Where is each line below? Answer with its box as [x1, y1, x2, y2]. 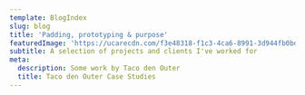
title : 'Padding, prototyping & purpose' [9, 30, 169, 39]
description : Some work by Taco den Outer [17, 64, 181, 73]
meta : [9, 55, 30, 64]
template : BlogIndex [9, 13, 88, 23]
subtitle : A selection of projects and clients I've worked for [9, 47, 258, 56]
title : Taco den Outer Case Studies [17, 72, 156, 81]
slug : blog [9, 22, 51, 31]
